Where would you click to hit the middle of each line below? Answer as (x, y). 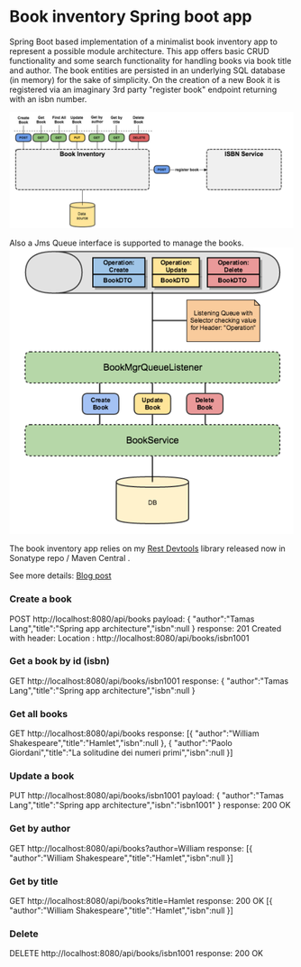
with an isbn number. (48, 99)
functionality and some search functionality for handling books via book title (150, 60)
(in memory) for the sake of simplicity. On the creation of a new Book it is (145, 79)
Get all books (39, 714)
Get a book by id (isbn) (59, 661)
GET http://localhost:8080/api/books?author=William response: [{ (131, 848)
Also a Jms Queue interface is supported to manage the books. (127, 243)
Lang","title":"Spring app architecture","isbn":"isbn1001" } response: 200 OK (150, 806)
